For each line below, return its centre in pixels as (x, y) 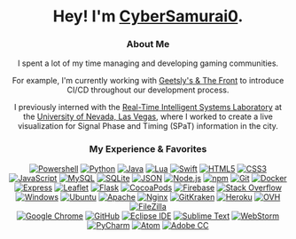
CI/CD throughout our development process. (148, 90)
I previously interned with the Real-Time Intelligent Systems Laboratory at (148, 108)
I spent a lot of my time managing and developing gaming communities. (148, 63)
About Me (148, 44)
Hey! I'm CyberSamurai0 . (148, 16)
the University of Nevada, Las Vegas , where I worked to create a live (148, 116)
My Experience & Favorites (148, 149)
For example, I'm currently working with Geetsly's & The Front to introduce (148, 81)
